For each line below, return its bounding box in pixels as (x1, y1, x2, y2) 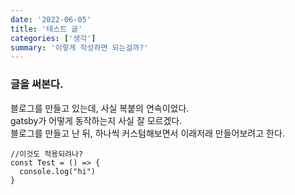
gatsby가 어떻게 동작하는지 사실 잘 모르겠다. (10, 114, 183, 126)
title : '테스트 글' (10, 24, 83, 34)
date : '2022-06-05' (10, 14, 92, 25)
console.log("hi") (19, 166, 97, 176)
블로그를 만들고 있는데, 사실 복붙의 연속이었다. (10, 102, 190, 114)
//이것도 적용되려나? (10, 149, 84, 159)
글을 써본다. (10, 77, 64, 91)
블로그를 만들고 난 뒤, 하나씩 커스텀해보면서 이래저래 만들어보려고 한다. (10, 127, 285, 139)
